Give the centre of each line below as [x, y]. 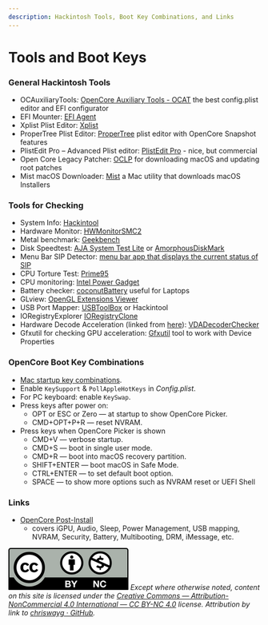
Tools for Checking [46, 205]
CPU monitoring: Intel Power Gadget [80, 282]
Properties [37, 342]
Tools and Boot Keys [78, 57]
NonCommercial [35, 604]
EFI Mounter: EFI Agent [58, 117]
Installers [35, 185]
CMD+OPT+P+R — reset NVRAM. [87, 422]
